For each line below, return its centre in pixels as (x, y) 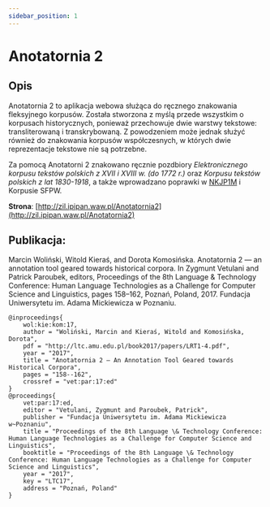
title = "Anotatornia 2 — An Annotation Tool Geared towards (128, 361)
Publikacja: (37, 240)
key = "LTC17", (49, 481)
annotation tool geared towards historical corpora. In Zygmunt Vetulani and (134, 268)
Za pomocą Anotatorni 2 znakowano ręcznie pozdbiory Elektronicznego (128, 164)
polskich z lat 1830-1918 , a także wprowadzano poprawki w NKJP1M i (125, 182)
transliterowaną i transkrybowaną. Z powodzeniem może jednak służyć (127, 132)
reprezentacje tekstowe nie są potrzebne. (78, 149)
